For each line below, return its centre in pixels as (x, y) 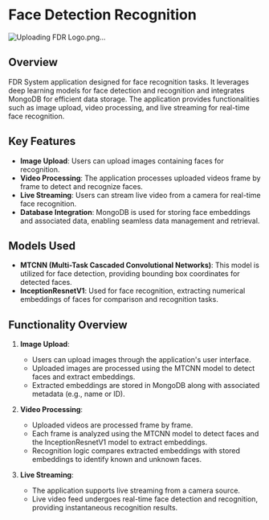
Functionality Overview (68, 325)
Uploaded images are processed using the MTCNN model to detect (143, 369)
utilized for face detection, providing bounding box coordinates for (130, 274)
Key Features (42, 141)
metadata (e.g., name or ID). (79, 394)
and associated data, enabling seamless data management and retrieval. (140, 221)
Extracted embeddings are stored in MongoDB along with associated (146, 386)
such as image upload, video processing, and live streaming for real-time (129, 107)
